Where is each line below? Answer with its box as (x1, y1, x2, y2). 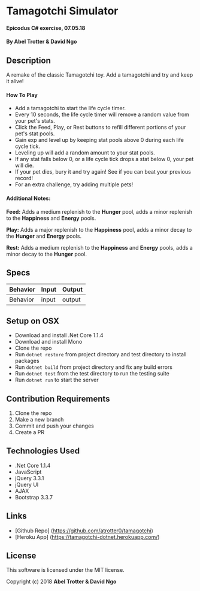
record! (14, 175, 34, 182)
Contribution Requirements (6, 393, 110, 404)
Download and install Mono (14, 338, 83, 345)
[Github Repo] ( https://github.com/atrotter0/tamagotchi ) (14, 527, 154, 534)
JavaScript (14, 468, 42, 475)
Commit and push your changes (14, 422, 94, 429)
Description (6, 55, 51, 65)
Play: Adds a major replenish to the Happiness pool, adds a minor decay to (6, 226, 192, 233)
